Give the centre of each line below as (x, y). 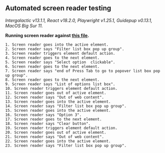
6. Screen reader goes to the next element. (52, 66)
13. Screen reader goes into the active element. (58, 102)
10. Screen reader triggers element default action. (61, 88)
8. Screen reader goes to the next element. (52, 80)
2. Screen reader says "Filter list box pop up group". (65, 49)
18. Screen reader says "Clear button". (48, 123)
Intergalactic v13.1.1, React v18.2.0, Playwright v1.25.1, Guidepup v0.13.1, (79, 20)
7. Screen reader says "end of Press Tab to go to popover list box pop (83, 71)
